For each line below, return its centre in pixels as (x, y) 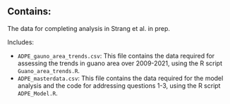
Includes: (20, 42)
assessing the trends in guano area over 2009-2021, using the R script (120, 63)
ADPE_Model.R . (37, 93)
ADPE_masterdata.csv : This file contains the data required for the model (120, 78)
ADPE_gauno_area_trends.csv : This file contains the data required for (116, 56)
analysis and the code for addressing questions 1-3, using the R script (119, 85)
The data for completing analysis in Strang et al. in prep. (89, 28)
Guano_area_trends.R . (48, 70)
